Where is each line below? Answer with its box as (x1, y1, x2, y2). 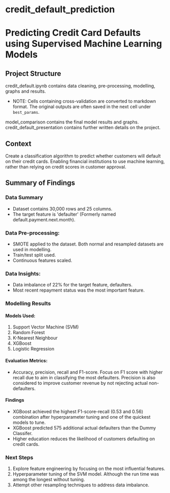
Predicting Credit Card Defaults (5, 27, 141, 39)
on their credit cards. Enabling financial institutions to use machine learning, (5, 158, 165, 165)
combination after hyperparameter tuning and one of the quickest (12, 414, 151, 420)
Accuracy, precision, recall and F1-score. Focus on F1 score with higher (12, 369, 163, 375)
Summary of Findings (5, 178, 76, 188)
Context (5, 139, 32, 148)
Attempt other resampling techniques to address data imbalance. (12, 482, 150, 488)
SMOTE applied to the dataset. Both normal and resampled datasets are (12, 241, 164, 247)
